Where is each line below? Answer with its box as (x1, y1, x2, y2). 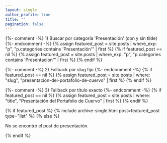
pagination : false (5, 21, 44, 27)
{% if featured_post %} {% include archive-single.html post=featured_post (5, 108, 160, 114)
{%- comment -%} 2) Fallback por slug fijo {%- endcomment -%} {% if (5, 67, 152, 73)
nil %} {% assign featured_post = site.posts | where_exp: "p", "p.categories (5, 52, 161, 58)
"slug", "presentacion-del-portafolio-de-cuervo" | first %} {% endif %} (5, 77, 152, 83)
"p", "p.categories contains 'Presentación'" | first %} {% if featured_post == (5, 46, 162, 52)
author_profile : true (5, 12, 51, 17)
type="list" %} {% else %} (5, 113, 60, 119)
